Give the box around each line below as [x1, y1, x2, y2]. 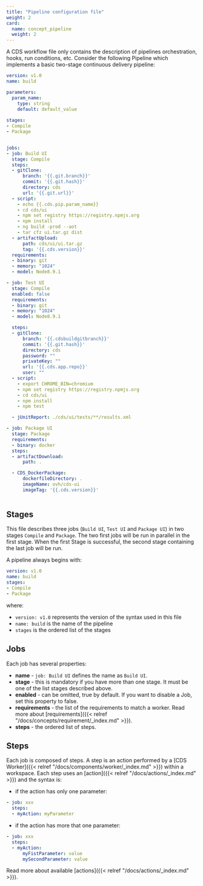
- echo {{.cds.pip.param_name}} [17, 201, 99, 207]
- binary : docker [12, 442, 56, 448]
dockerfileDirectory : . [22, 476, 83, 482]
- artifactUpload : [12, 235, 59, 241]
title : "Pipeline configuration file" [6, 8, 104, 15]
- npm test [17, 404, 45, 410]
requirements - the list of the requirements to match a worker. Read [15, 704, 185, 711]
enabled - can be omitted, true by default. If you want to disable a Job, [15, 691, 193, 698]
